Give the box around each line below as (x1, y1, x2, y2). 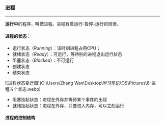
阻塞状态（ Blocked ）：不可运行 (12, 57, 74, 63)
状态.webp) (18, 86, 41, 92)
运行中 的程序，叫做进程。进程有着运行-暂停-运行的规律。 (5, 21, 121, 27)
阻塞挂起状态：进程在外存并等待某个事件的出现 (12, 97, 107, 102)
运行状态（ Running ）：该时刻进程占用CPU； (12, 45, 101, 51)
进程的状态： (5, 33, 31, 39)
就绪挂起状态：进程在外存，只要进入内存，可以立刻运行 (12, 102, 124, 108)
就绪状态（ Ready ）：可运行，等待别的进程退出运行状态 (12, 51, 122, 57)
